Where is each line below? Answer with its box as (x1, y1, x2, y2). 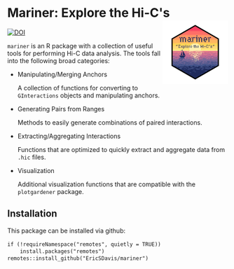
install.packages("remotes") (20, 247, 105, 255)
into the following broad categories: (7, 56, 110, 64)
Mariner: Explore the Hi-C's (7, 5, 170, 21)
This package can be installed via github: (7, 226, 126, 235)
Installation (7, 208, 57, 220)
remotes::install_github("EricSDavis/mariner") (7, 254, 149, 262)
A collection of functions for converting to (17, 83, 139, 92)
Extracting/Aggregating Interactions (17, 132, 121, 140)
